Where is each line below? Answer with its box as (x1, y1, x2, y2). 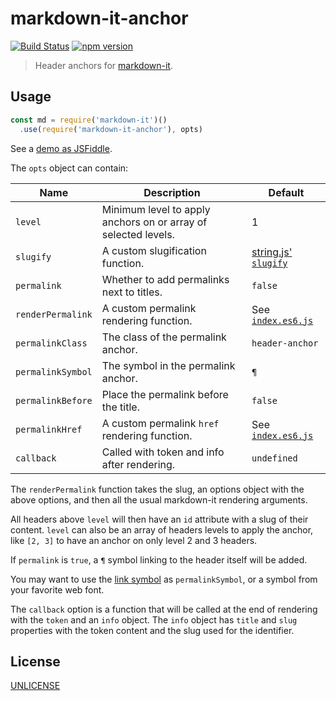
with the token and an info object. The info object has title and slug (10, 613, 298, 626)
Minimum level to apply (101, 202, 211, 216)
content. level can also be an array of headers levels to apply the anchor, (10, 523, 314, 536)
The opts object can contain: (10, 162, 129, 174)
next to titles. (101, 285, 163, 299)
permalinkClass (15, 337, 88, 349)
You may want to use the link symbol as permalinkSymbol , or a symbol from (10, 573, 318, 585)
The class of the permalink (101, 330, 227, 344)
